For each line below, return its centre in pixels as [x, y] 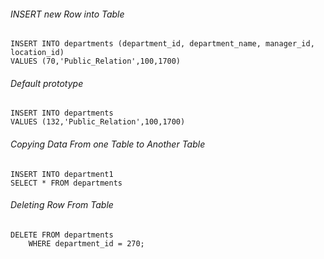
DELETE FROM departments [62, 235]
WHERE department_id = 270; [86, 243]
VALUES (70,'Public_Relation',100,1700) [96, 61]
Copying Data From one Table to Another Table [108, 144]
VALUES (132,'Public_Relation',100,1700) [98, 122]
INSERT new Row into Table [67, 14]
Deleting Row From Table [62, 205]
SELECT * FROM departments [66, 183]
